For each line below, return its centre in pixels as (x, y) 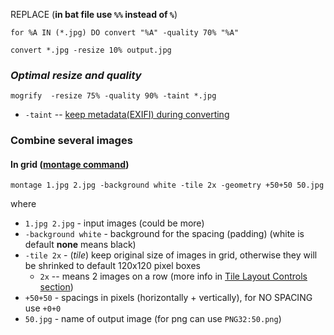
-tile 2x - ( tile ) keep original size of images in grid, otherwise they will (171, 255)
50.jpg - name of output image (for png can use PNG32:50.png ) (153, 319)
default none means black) (80, 245)
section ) (56, 287)
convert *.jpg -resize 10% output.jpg (91, 50)
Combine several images (71, 141)
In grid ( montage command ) (70, 164)
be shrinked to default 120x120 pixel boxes (112, 266)
